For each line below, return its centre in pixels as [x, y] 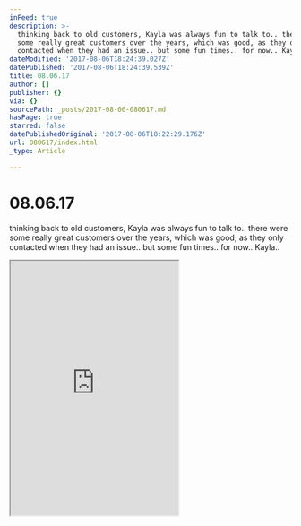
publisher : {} [36, 92]
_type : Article [38, 151]
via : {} [24, 101]
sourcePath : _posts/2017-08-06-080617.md [88, 109]
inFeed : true [34, 17]
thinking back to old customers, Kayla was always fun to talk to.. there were [149, 228]
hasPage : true [36, 117]
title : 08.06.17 [39, 76]
